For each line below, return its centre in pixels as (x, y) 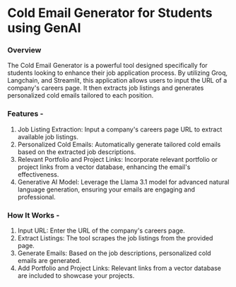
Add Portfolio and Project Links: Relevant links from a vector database (119, 268)
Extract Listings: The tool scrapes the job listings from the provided (115, 238)
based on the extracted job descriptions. (77, 152)
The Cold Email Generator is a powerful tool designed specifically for (108, 66)
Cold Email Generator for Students (110, 13)
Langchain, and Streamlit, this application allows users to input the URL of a (117, 81)
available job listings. (48, 136)
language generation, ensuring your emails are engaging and (106, 189)
